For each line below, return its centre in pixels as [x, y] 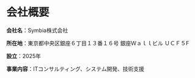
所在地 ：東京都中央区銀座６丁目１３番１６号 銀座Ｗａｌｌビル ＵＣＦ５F [98, 43]
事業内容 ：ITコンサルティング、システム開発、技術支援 [75, 69]
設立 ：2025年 [24, 56]
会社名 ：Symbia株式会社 [37, 30]
